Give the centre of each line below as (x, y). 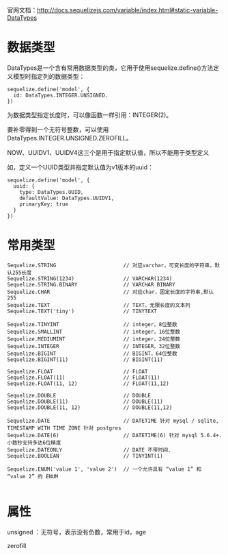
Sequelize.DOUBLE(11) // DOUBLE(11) (85, 402)
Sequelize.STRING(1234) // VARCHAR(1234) (90, 279)
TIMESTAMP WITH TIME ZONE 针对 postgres (64, 428)
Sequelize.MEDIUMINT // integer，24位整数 (94, 339)
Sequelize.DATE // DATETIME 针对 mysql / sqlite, (113, 421)
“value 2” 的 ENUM (33, 476)
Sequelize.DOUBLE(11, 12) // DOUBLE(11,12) (90, 407)
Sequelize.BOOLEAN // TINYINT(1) (85, 456)
